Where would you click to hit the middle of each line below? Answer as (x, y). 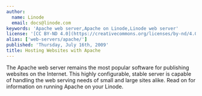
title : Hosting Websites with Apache (54, 51)
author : (16, 12)
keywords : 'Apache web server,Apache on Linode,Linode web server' (93, 28)
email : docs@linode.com (41, 23)
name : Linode (28, 17)
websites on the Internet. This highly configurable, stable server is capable (99, 74)
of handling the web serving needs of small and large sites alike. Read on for (101, 80)
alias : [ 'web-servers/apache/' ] (47, 39)
